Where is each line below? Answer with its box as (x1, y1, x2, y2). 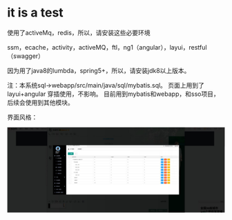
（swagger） (7, 52, 45, 60)
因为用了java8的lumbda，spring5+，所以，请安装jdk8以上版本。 (7, 66, 191, 74)
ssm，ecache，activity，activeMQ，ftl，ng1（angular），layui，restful (7, 43, 207, 51)
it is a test (7, 5, 64, 21)
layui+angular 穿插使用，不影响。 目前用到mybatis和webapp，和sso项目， (7, 90, 220, 98)
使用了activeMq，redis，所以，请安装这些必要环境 (7, 28, 151, 37)
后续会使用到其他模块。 (7, 98, 74, 106)
